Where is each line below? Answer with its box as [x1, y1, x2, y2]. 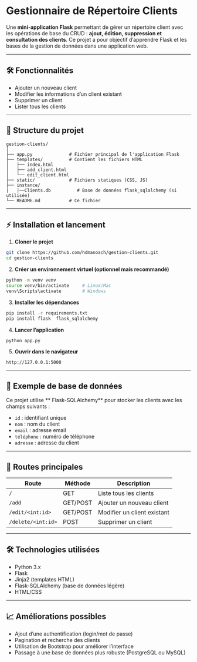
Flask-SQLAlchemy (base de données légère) [14, 582, 125, 589]
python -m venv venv [6, 277, 57, 283]
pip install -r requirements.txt [6, 310, 88, 316]
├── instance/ [6, 182, 41, 188]
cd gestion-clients [6, 255, 54, 261]
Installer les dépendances [14, 299, 79, 306]
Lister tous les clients [14, 103, 66, 110]
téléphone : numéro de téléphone [14, 433, 95, 440]
